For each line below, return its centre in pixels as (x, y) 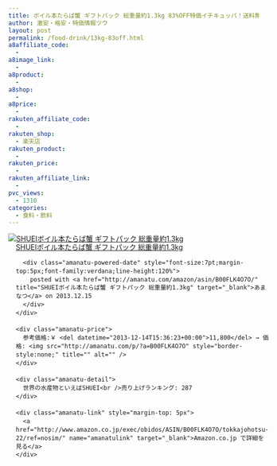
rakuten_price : (33, 164)
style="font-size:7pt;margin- (194, 263)
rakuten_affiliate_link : (49, 179)
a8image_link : (32, 60)
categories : (28, 208)
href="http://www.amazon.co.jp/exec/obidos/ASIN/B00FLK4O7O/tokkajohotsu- (142, 429)
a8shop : (21, 89)
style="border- (217, 347)
